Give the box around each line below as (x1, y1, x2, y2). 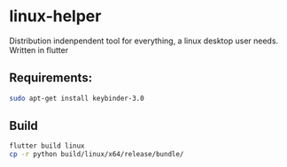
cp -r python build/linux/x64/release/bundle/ (9, 150, 184, 159)
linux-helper (9, 6, 102, 27)
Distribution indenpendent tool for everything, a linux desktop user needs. (9, 35, 279, 46)
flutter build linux (9, 141, 86, 151)
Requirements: (9, 71, 93, 86)
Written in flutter (9, 44, 69, 55)
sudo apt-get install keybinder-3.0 (9, 94, 144, 102)
